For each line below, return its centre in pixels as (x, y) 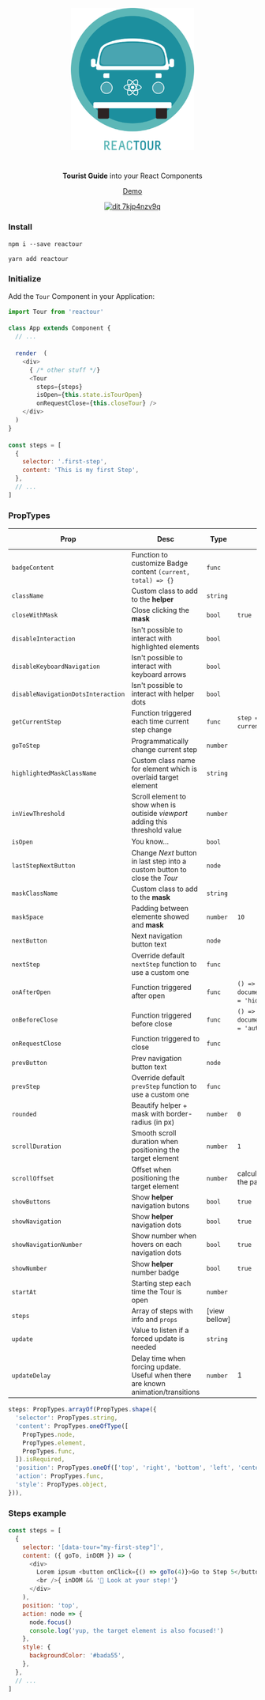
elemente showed (160, 916)
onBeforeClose (35, 1020)
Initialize (25, 279)
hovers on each (157, 1245)
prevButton (29, 1063)
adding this (149, 822)
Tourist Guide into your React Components (132, 176)
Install (21, 227)
